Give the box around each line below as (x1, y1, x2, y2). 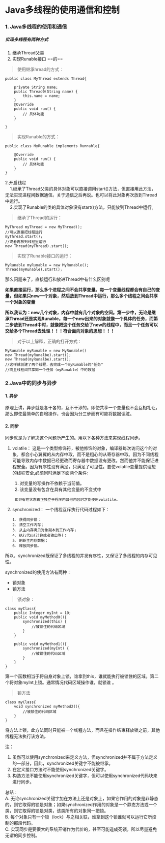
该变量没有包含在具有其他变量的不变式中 (19, 486, 102, 492)
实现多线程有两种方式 (5, 36, 48, 42)
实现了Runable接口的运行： (17, 253, 73, 259)
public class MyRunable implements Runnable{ (5, 144, 100, 149)
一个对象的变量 (5, 299, 35, 305)
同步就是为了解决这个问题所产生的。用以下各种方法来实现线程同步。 (5, 435, 143, 441)
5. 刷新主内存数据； (12, 538, 49, 543)
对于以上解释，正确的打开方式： (17, 338, 82, 345)
